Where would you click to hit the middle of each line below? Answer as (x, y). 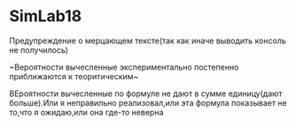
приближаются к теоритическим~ (74, 76)
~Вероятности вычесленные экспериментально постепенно (124, 67)
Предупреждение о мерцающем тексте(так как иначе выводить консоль (148, 41)
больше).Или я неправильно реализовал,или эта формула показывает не (148, 102)
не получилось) (39, 49)
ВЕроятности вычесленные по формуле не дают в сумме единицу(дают (146, 93)
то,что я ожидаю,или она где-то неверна (86, 112)
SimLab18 (46, 16)
